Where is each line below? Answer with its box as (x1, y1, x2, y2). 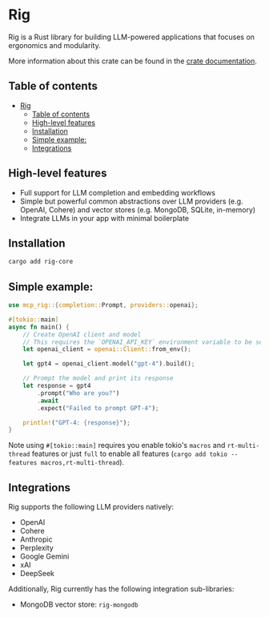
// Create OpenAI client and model (22, 330, 142, 338)
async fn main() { (8, 323, 70, 331)
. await (37, 397, 59, 405)
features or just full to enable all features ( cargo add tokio (31, 449, 228, 458)
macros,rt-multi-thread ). (40, 458, 125, 467)
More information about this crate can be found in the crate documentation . (8, 56, 258, 66)
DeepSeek (19, 569, 54, 579)
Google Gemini (19, 551, 70, 562)
